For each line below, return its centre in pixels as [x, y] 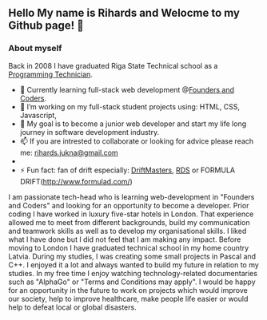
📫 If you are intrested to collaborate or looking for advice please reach [137, 141]
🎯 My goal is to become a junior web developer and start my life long [133, 124]
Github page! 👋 [46, 26]
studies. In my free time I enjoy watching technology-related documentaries [133, 273]
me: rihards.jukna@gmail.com [69, 152]
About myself [35, 49]
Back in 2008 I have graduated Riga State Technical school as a [113, 65]
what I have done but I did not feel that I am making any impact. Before [125, 239]
